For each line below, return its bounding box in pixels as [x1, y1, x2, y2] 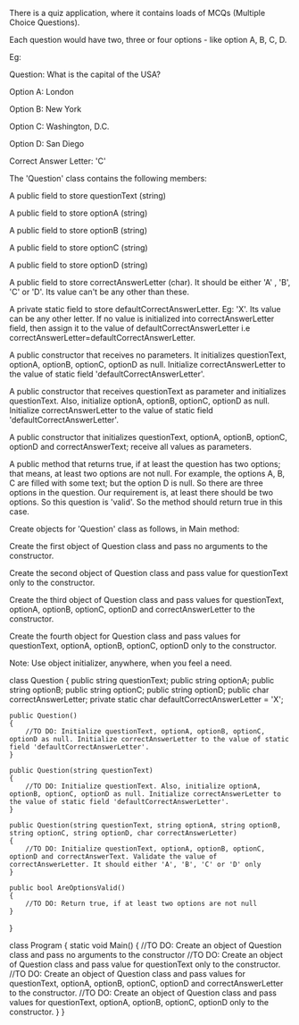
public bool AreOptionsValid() [9, 884, 126, 893]
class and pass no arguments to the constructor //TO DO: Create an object [9, 950, 283, 960]
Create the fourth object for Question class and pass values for [9, 631, 241, 641]
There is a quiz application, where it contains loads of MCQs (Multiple [9, 8, 266, 18]
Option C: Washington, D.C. [9, 121, 110, 131]
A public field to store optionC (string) [9, 242, 149, 253]
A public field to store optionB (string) [9, 225, 148, 235]
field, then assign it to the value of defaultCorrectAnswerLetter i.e [9, 323, 251, 334]
